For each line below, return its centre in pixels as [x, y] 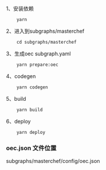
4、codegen [21, 76]
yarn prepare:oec [38, 65]
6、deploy [18, 121]
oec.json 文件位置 [31, 148]
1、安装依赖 [20, 8]
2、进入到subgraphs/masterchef [45, 31]
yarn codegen [32, 87]
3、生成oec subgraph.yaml [38, 54]
